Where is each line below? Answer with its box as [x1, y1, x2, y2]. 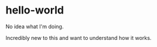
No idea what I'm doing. [5, 23, 64, 30]
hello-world [5, 4, 65, 17]
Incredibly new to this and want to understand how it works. [5, 34, 152, 41]
